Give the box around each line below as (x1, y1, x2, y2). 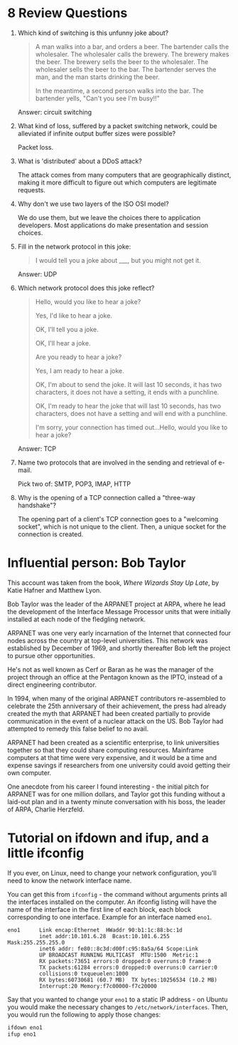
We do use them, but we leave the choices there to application (17, 213, 201, 222)
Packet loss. (17, 142, 54, 151)
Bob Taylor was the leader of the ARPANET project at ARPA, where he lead (7, 600, 226, 608)
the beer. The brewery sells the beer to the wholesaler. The (35, 57, 209, 66)
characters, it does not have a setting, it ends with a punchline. (35, 388, 220, 396)
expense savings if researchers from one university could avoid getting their (7, 761, 231, 769)
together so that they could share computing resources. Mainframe (7, 746, 204, 754)
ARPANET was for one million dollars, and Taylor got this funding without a (7, 789, 226, 799)
